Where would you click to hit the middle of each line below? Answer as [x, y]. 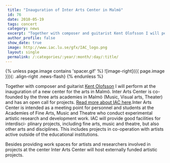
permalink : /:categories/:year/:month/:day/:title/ [63, 57]
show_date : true [25, 43]
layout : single [23, 52]
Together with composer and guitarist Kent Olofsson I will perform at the [80, 86]
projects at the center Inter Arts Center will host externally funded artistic [81, 150]
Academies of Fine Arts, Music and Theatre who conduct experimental [79, 113]
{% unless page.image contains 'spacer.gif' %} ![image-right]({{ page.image [85, 71]
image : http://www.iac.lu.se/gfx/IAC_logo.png [57, 47]
